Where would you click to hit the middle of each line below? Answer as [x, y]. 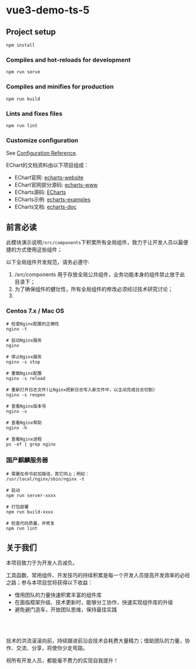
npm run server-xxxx [31, 495]
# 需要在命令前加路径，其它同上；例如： [48, 474]
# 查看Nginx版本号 [26, 406]
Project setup [31, 32]
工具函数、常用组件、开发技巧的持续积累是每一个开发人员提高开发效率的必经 [98, 575]
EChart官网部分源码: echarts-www [56, 185]
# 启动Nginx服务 [24, 341]
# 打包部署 [17, 507]
